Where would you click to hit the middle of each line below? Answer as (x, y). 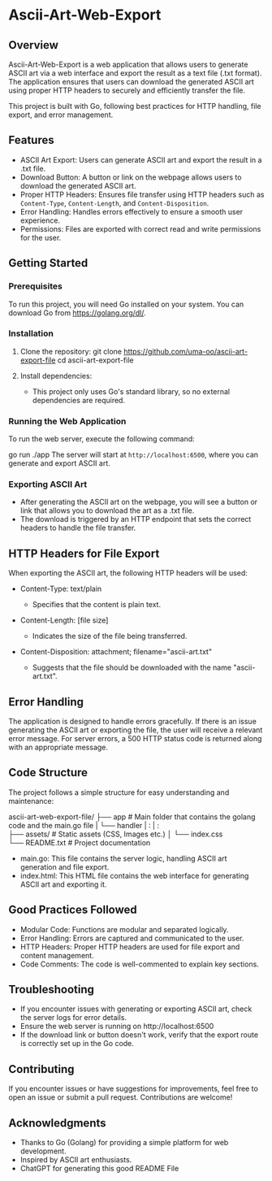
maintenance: (31, 801)
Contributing (41, 1069)
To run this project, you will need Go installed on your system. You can (126, 304)
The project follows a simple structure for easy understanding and (119, 792)
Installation (31, 333)
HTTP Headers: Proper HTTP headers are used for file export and (130, 947)
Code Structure (48, 773)
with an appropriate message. (58, 747)
